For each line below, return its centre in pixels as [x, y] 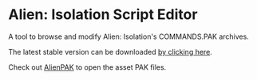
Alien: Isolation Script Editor [103, 15]
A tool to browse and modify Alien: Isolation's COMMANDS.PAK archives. [128, 36]
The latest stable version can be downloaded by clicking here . [111, 51]
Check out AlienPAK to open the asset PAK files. [87, 67]
